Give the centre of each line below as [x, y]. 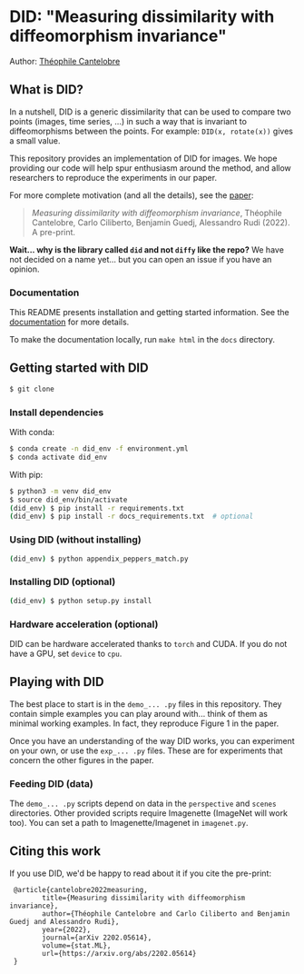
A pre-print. [53, 232]
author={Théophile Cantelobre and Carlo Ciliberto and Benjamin [166, 914]
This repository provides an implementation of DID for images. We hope [143, 158]
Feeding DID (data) [51, 783]
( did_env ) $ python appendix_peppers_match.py [99, 559]
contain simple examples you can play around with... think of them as [139, 713]
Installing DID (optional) [63, 581]
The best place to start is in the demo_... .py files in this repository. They [146, 704]
